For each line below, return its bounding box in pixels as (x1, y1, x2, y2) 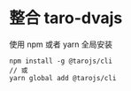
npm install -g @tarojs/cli (9, 57, 113, 65)
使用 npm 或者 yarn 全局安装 (9, 39, 113, 49)
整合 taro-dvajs (9, 8, 123, 28)
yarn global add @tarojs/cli (9, 73, 117, 82)
